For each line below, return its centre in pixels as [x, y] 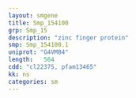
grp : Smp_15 [28, 30]
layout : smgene [33, 15]
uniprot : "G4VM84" [38, 52]
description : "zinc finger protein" [68, 38]
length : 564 [32, 60]
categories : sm [33, 81]
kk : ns [19, 74]
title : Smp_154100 [38, 23]
